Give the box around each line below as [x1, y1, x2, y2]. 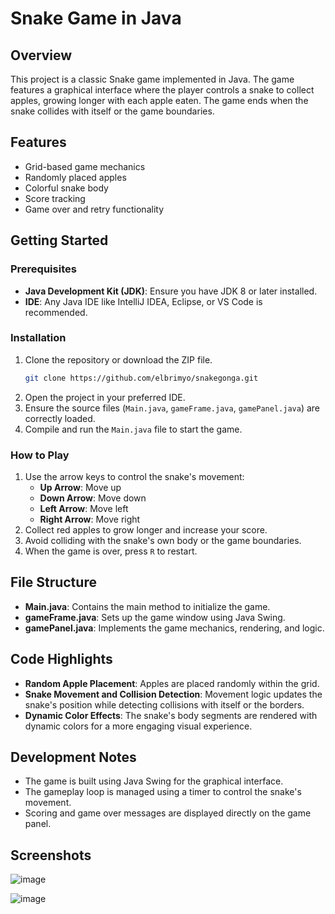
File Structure [10, 574, 97, 591]
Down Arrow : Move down [39, 492, 147, 504]
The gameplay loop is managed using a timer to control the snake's [24, 786, 302, 798]
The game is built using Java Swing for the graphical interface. [24, 775, 284, 787]
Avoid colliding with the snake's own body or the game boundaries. [24, 534, 302, 546]
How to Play [10, 448, 70, 462]
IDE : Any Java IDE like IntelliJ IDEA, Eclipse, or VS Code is [24, 295, 263, 307]
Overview [10, 47, 73, 64]
